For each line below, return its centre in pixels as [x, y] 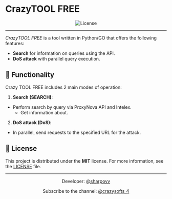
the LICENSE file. [23, 166]
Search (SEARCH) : [33, 97]
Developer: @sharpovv [86, 181]
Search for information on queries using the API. [64, 53]
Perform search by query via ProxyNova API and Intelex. [72, 107]
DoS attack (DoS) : [32, 122]
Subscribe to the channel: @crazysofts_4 [86, 191]
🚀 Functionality [30, 75]
